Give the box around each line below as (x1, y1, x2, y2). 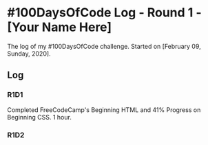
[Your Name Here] (7, 19, 112, 35)
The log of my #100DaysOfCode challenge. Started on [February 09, (7, 42, 201, 50)
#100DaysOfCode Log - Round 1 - (7, 5, 202, 21)
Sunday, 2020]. (7, 49, 51, 58)
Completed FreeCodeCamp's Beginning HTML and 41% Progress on (7, 105, 201, 114)
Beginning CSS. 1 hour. (7, 113, 72, 121)
